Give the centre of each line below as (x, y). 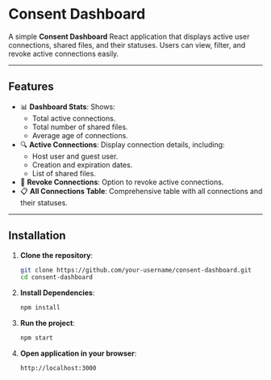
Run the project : (47, 323)
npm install (40, 308)
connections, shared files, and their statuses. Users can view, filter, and (127, 44)
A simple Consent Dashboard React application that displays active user (129, 36)
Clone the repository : (56, 255)
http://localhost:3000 (58, 369)
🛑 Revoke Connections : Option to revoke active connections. (122, 182)
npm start (37, 338)
